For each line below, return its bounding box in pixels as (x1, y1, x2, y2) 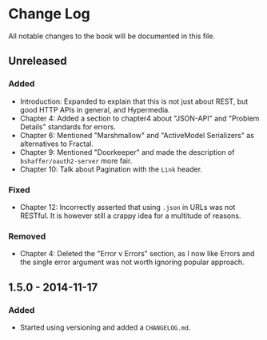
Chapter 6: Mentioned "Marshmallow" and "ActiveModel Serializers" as (19, 130, 254, 140)
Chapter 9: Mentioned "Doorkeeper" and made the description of (19, 147, 235, 156)
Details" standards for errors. (19, 121, 116, 132)
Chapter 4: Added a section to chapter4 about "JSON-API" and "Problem (19, 113, 260, 123)
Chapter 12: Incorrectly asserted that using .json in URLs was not (19, 202, 236, 212)
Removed (8, 231, 46, 242)
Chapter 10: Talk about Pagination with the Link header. (19, 164, 202, 174)
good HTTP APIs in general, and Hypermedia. (19, 105, 170, 114)
